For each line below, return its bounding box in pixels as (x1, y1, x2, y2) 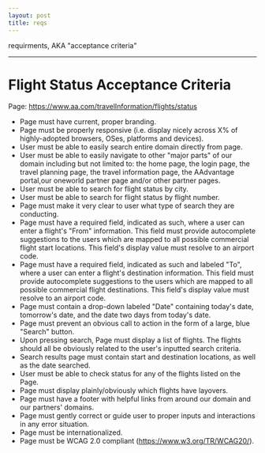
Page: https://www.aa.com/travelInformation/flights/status (8, 102, 197, 111)
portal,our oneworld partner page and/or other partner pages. (19, 176, 221, 186)
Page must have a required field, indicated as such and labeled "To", (19, 260, 242, 270)
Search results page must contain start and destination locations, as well (19, 353, 256, 362)
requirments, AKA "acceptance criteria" (8, 40, 137, 50)
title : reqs (8, 19, 47, 27)
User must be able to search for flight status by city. (19, 184, 189, 194)
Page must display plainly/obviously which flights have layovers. (19, 386, 229, 395)
